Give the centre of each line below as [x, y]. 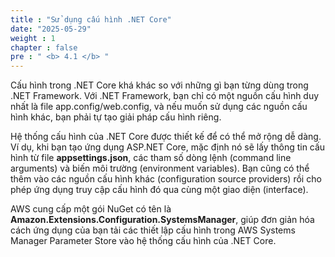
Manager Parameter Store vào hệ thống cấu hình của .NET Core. [143, 241]
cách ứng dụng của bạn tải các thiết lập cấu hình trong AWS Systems [153, 230]
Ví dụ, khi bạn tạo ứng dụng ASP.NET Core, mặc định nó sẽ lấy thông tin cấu [168, 147]
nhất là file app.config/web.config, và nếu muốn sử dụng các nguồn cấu [159, 107]
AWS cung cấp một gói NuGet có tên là [91, 209]
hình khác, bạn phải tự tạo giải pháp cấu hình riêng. [116, 117]
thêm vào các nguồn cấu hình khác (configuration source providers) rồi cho [166, 179]
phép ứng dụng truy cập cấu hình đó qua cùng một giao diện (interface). [159, 190]
